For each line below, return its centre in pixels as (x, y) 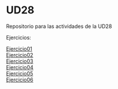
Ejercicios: (18, 37)
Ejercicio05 (20, 73)
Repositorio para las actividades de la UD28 (59, 26)
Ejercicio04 (20, 67)
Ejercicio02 (20, 55)
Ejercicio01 (19, 49)
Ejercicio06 (20, 80)
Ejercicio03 (20, 61)
